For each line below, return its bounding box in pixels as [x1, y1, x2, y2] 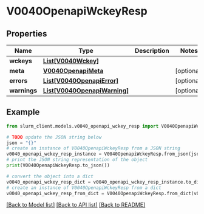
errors [9, 77, 28, 85]
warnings [9, 86, 38, 95]
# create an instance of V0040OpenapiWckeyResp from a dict [6, 184, 162, 191]
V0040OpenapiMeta [42, 67, 104, 75]
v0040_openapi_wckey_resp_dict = [6, 179, 91, 185]
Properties [6, 29, 47, 39]
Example [6, 107, 40, 117]
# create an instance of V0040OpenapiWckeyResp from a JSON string [6, 145, 181, 151]
